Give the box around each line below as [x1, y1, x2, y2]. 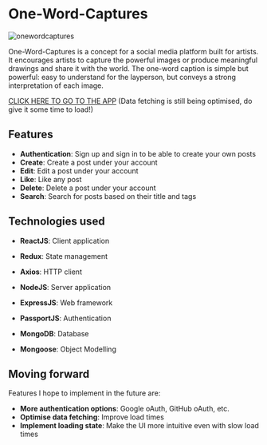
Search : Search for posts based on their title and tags [19, 191, 197, 201]
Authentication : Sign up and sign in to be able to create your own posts [19, 149, 257, 158]
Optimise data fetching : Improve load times [19, 412, 165, 422]
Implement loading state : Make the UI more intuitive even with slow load [19, 421, 259, 431]
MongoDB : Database [19, 328, 89, 338]
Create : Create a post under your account [19, 157, 158, 167]
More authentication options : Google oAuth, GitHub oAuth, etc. [19, 404, 230, 414]
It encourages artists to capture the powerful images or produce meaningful [8, 55, 257, 65]
